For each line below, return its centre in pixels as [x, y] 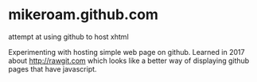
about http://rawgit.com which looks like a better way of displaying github [129, 61]
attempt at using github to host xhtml [68, 37]
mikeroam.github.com [84, 15]
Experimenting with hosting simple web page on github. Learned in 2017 [127, 52]
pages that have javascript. [53, 68]
